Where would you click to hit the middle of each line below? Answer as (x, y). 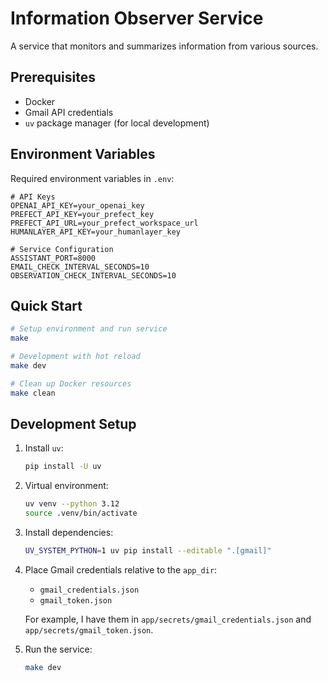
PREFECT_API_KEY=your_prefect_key (82, 214)
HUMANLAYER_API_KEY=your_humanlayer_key (96, 232)
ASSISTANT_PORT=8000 (53, 258)
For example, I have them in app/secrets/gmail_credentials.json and (168, 619)
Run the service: (58, 649)
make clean (33, 393)
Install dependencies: (69, 533)
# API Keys (33, 197)
